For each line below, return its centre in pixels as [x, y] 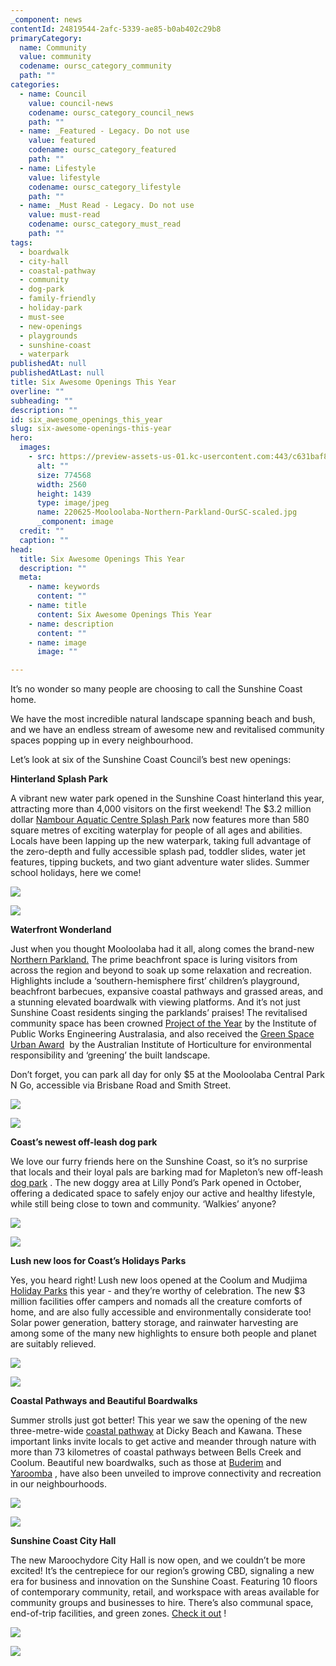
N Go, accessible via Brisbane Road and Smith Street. [121, 1085]
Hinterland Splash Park [59, 779]
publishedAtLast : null [57, 373]
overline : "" [37, 391]
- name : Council [53, 94]
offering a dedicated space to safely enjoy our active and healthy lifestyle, [163, 1193]
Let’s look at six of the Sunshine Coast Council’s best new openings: [151, 760]
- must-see [42, 317]
